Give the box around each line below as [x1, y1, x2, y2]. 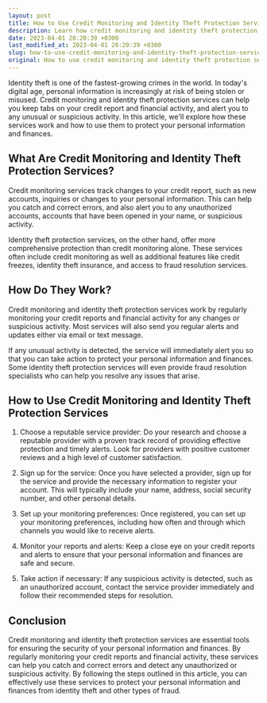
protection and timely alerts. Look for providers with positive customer [19, 444, 250, 454]
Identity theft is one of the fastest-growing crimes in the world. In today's [8, 77, 248, 88]
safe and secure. [19, 559, 75, 568]
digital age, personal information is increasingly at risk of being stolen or [8, 86, 245, 96]
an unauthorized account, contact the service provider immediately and [19, 583, 254, 592]
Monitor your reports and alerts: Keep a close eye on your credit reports [19, 541, 256, 551]
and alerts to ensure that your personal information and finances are [19, 550, 244, 560]
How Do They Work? [8, 284, 112, 297]
